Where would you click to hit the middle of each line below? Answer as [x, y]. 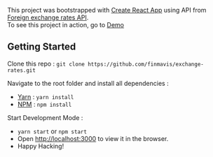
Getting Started [42, 47]
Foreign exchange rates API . [48, 17]
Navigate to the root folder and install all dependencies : [88, 83]
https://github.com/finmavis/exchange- [146, 64]
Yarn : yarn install [46, 96]
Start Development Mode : [45, 117]
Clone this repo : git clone [46, 63]
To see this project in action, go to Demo [66, 25]
